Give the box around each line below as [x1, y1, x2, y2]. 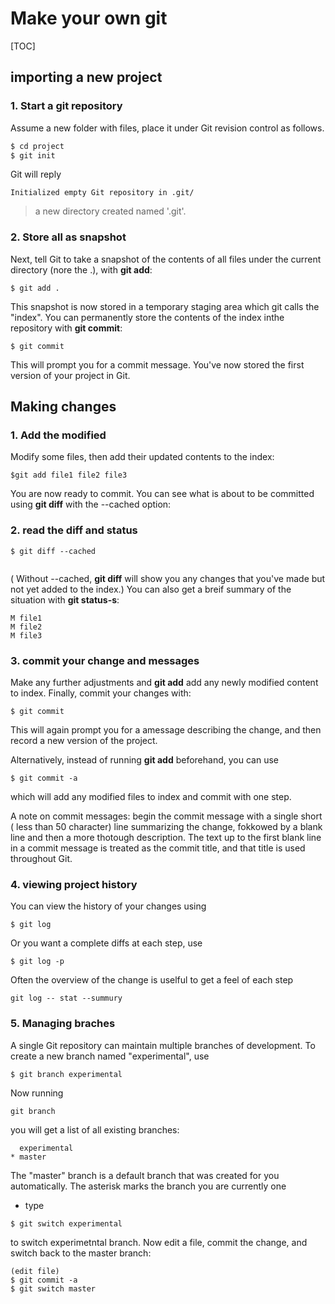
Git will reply [10, 168, 62, 181]
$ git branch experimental [10, 1069, 123, 1079]
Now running [10, 1087, 64, 1099]
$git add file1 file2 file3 [10, 470, 128, 481]
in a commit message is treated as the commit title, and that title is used [10, 842, 306, 854]
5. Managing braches [10, 1017, 116, 1031]
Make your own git [10, 7, 168, 30]
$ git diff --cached [10, 546, 97, 556]
